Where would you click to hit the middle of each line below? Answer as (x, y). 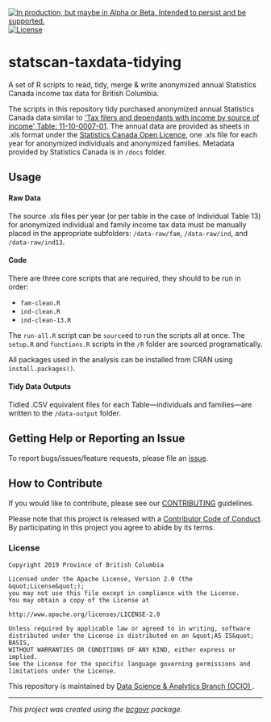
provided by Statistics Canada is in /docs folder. (88, 152)
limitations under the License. (63, 671)
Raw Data (25, 197)
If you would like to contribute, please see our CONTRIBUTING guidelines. (131, 503)
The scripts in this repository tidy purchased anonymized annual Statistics (131, 108)
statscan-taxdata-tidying (95, 63)
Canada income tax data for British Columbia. (84, 93)
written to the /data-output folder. (65, 413)
